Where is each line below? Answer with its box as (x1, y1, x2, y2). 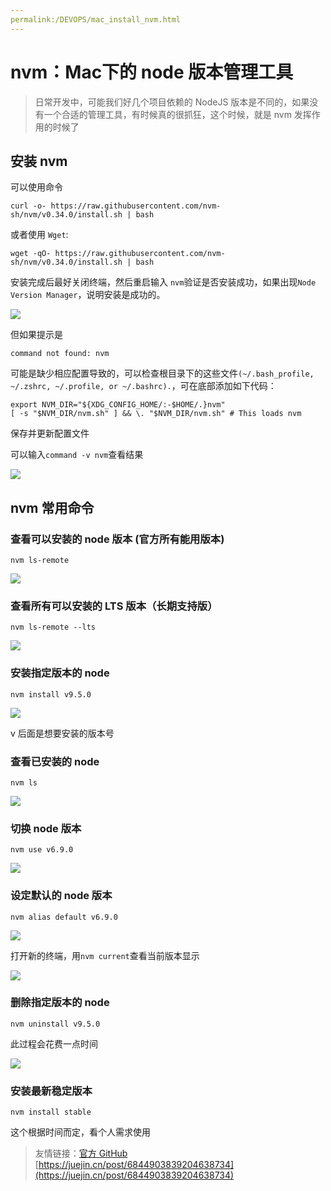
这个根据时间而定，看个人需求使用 (10, 1126, 151, 1138)
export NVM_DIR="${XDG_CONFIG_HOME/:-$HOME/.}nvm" (10, 400, 226, 410)
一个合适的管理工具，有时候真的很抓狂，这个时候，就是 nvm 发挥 (43, 108, 312, 120)
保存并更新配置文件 (10, 427, 90, 440)
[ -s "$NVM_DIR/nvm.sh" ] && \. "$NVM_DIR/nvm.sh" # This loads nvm (10, 409, 302, 419)
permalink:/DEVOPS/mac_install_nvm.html (10, 14, 182, 25)
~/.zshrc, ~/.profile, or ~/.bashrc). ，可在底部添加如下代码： (10, 380, 277, 392)
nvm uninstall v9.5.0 (10, 1019, 101, 1029)
